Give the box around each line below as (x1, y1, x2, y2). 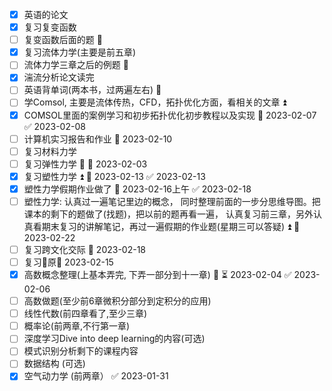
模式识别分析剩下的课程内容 (23, 345, 139, 357)
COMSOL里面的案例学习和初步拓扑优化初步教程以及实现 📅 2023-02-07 (23, 109, 317, 121)
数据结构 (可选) (23, 358, 86, 370)
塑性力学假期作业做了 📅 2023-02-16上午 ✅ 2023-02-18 (23, 183, 252, 195)
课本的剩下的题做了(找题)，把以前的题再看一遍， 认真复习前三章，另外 (23, 208, 314, 220)
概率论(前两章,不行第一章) (23, 320, 131, 332)
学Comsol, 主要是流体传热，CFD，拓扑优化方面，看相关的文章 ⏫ (23, 96, 287, 108)
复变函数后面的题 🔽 (23, 34, 103, 46)
